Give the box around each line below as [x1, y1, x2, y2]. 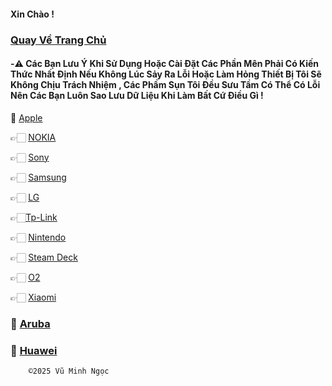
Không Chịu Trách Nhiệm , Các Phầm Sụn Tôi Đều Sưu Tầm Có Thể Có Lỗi [10, 79, 321, 91]
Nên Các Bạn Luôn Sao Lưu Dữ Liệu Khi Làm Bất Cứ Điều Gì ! [10, 90, 264, 102]
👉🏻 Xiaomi [10, 291, 57, 303]
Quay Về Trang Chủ [10, 33, 107, 47]
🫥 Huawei [10, 343, 58, 357]
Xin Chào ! [10, 8, 55, 20]
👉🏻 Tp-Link [10, 211, 58, 223]
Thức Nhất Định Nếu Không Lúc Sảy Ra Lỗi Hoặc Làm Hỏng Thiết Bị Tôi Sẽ [10, 68, 322, 80]
